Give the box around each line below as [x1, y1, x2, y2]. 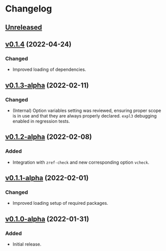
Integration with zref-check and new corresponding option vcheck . [12, 159, 149, 165]
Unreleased [5, 23, 43, 32]
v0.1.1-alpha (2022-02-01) [5, 174, 89, 182]
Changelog [5, 3, 52, 15]
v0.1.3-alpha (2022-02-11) [5, 81, 89, 89]
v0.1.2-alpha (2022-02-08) [5, 133, 92, 141]
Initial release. [12, 241, 42, 247]
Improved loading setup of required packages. [12, 200, 109, 206]
